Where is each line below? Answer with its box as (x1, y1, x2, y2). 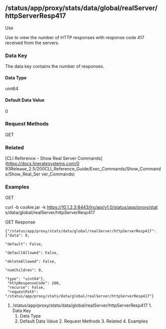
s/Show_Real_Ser (5, 171, 41, 177)
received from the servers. (5, 40, 59, 46)
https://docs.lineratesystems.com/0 (6, 161, 80, 166)
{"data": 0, (5, 233, 30, 238)
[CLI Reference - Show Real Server (5, 156, 77, 162)
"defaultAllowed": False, (5, 250, 58, 256)
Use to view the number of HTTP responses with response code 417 (5, 34, 145, 40)
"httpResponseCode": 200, (7, 281, 61, 286)
